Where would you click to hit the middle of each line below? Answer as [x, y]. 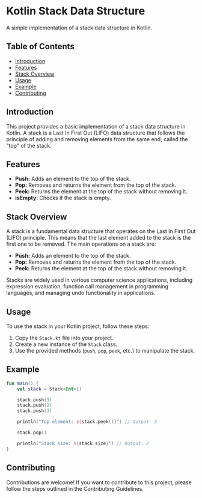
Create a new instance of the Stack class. [66, 344]
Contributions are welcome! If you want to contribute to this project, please [99, 482]
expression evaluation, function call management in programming [87, 287]
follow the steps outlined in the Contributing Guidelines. [75, 488]
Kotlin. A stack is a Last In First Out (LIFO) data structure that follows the [96, 133]
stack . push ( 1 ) [35, 400]
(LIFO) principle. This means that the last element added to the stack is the [99, 238]
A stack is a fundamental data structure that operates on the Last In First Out [101, 231]
